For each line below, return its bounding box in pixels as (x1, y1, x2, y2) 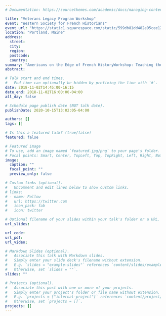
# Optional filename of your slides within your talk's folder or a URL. (5, 217, 161, 222)
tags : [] (5, 121, 23, 126)
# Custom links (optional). (5, 180, 63, 185)
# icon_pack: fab (5, 204, 45, 209)
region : (9, 48, 26, 53)
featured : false (5, 135, 39, 140)
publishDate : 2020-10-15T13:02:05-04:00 (5, 107, 90, 113)
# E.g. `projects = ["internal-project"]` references (5, 294, 123, 300)
